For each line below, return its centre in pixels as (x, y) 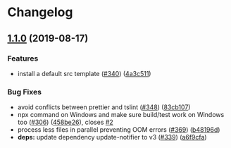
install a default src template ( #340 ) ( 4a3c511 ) (84, 73)
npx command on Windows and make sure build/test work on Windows (121, 115)
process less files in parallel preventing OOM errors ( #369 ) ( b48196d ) (119, 130)
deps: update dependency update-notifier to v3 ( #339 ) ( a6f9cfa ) (112, 137)
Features (23, 58)
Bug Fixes (25, 92)
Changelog (40, 12)
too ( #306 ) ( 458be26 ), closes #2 (65, 122)
